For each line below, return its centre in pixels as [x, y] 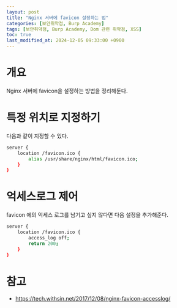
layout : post [23, 12]
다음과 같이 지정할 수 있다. [37, 136]
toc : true [19, 35]
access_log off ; [49, 238]
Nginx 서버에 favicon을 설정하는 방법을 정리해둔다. [67, 91]
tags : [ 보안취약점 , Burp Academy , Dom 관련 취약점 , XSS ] [74, 29]
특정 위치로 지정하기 [54, 118]
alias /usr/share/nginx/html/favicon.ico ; [83, 159]
